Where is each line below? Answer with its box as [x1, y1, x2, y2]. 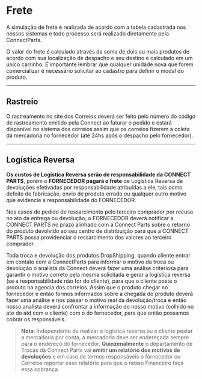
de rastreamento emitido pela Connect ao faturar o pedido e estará [6, 119, 173, 126]
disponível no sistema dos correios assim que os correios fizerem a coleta [6, 125, 191, 132]
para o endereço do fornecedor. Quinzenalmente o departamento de [20, 340, 193, 347]
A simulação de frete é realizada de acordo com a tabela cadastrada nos [6, 23, 186, 31]
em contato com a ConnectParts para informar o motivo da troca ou [6, 258, 174, 265]
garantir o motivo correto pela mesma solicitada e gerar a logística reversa [6, 271, 191, 278]
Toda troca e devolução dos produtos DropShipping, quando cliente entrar [6, 251, 191, 259]
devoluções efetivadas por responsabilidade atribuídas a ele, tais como [6, 183, 183, 191]
